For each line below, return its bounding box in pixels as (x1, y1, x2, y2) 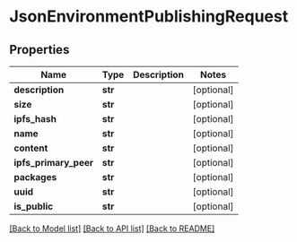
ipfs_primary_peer (13, 157, 94, 169)
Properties (9, 42, 70, 57)
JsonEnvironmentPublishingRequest (9, 6, 289, 27)
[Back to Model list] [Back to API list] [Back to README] (9, 223, 215, 234)
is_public (13, 200, 54, 212)
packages (13, 171, 57, 183)
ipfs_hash (13, 113, 57, 125)
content (13, 142, 48, 154)
